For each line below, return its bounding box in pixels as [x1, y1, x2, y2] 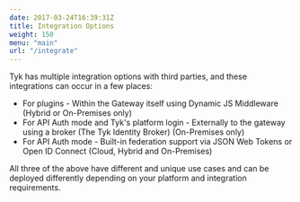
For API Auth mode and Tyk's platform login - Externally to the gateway [22, 118, 286, 128]
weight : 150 [9, 30, 54, 39]
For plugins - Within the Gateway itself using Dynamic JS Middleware [22, 98, 278, 109]
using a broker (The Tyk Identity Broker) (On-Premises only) [22, 127, 245, 137]
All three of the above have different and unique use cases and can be [9, 163, 269, 174]
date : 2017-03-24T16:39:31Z [9, 13, 115, 22]
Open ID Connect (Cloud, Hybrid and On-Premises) [22, 145, 213, 157]
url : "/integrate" [9, 47, 78, 56]
